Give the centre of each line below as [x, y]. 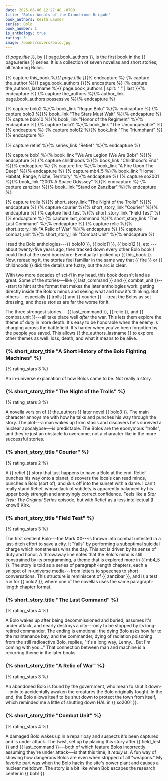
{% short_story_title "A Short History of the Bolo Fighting [76, 351]
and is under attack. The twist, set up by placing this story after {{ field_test [83, 741]
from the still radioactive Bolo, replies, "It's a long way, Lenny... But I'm [78, 642]
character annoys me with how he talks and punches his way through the [81, 417]
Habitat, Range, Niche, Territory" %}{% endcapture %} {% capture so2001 [82, 176]
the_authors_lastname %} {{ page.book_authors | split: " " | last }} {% [75, 88]
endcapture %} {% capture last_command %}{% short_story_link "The [85, 218]
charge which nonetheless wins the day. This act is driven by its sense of [81, 549]
